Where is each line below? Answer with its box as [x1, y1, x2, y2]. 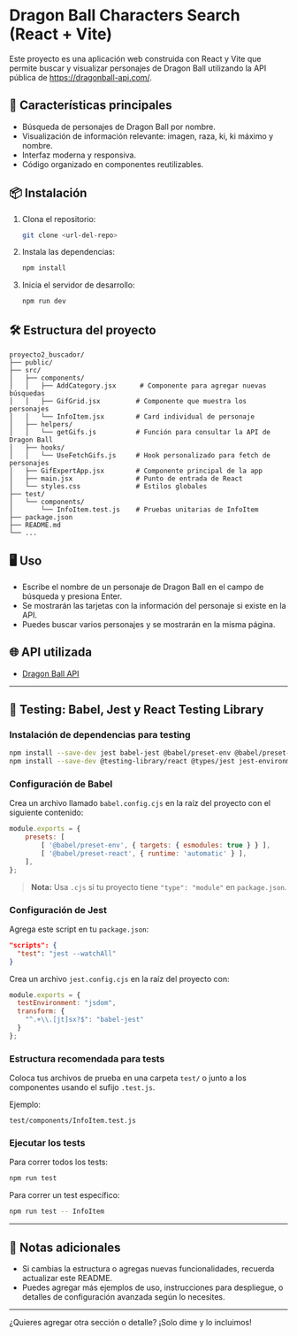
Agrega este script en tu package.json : [9, 924, 149, 934]
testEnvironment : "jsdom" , [17, 999, 117, 1008]
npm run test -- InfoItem [9, 1207, 104, 1217]
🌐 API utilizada [9, 645, 93, 660]
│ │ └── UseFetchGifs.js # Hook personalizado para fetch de [9, 451, 271, 460]
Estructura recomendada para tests [9, 1052, 165, 1064]
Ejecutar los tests [9, 1137, 86, 1148]
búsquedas [9, 389, 46, 398]
